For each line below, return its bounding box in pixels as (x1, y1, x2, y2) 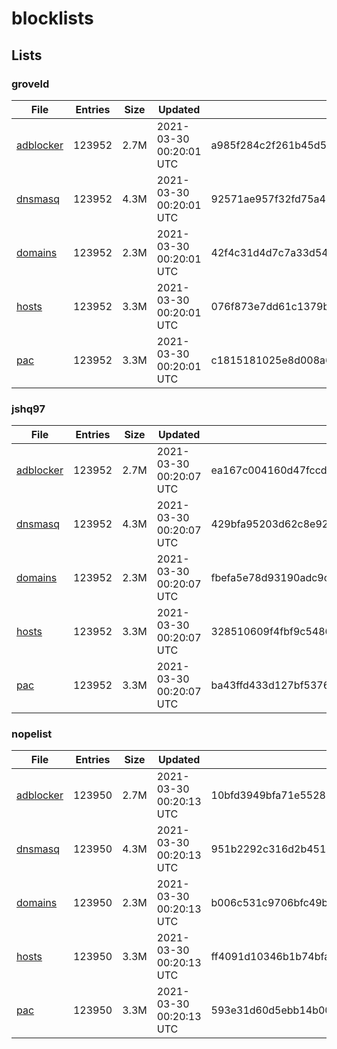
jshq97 (11, 402, 46, 416)
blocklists (11, 7, 94, 30)
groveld (11, 77, 50, 91)
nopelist (11, 727, 53, 741)
